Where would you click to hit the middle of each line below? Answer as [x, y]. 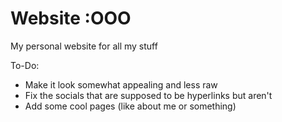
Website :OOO [71, 18]
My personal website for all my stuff [84, 46]
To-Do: [25, 65]
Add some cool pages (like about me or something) [130, 106]
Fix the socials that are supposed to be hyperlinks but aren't [148, 95]
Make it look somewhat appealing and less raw [121, 84]
